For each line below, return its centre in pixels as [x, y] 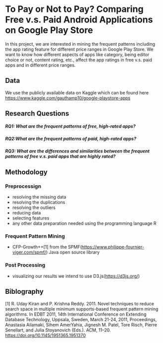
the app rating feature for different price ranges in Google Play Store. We [79, 49]
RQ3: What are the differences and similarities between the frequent [77, 151]
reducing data [27, 213]
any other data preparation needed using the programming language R [84, 223]
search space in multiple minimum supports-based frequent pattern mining [82, 309]
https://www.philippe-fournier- [113, 247]
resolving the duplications [39, 203]
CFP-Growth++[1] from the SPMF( [47, 247]
